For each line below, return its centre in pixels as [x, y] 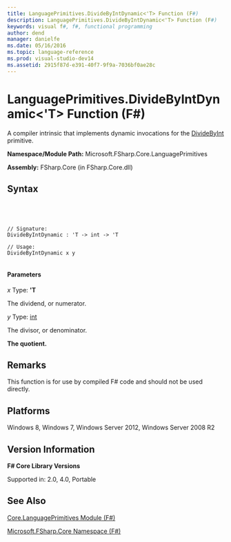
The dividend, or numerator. [47, 303]
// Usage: [21, 247]
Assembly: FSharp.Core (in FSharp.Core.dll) [70, 167]
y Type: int [22, 317]
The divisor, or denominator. [47, 330]
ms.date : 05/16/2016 [37, 46]
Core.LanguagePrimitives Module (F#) [61, 517]
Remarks [27, 365]
